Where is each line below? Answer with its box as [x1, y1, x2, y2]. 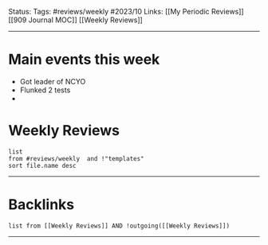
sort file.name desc [8, 161, 77, 169]
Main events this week [8, 51, 160, 68]
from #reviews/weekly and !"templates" [8, 154, 145, 162]
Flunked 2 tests [19, 85, 71, 95]
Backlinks [8, 196, 75, 214]
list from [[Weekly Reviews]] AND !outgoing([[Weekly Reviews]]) [8, 222, 230, 230]
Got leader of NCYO [19, 76, 86, 86]
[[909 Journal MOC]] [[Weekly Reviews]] [8, 15, 144, 25]
